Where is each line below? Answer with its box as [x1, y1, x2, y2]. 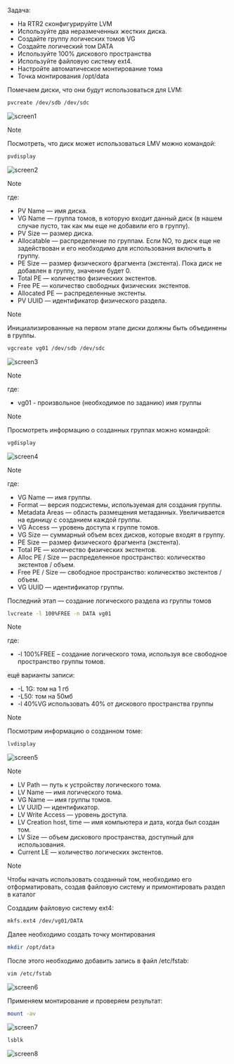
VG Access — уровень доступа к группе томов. [17, 522, 160, 531]
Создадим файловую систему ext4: [7, 904, 114, 913]
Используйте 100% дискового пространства [17, 49, 152, 58]
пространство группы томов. [17, 658, 105, 666]
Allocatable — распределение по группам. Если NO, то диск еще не [17, 236, 221, 245]
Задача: [7, 6, 31, 14]
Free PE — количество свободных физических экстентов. [17, 281, 191, 289]
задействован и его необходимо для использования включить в [17, 244, 212, 252]
